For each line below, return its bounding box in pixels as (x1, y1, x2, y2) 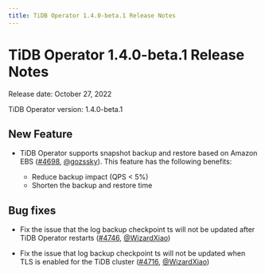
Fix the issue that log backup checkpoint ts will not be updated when (19, 249, 246, 258)
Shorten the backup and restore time (31, 180, 153, 191)
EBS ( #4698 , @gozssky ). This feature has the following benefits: (19, 156, 232, 167)
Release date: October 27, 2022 (8, 89, 112, 98)
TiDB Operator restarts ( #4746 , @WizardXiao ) (19, 233, 171, 243)
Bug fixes (8, 203, 57, 217)
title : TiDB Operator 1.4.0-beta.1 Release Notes (8, 11, 177, 20)
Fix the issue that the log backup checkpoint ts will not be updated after (19, 225, 255, 234)
